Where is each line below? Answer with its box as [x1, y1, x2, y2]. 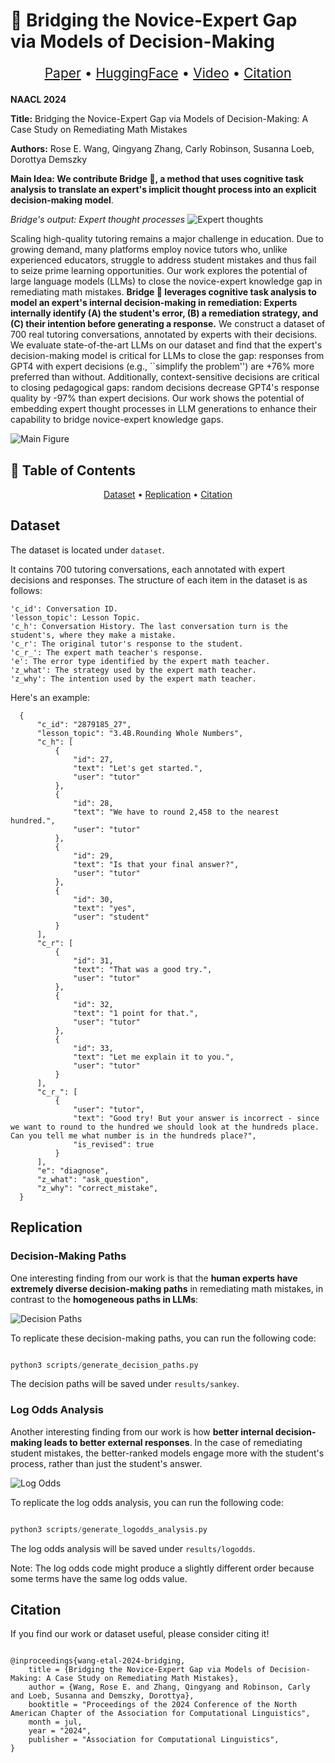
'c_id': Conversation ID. [10, 604, 118, 614]
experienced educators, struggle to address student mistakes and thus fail [10, 254, 317, 266]
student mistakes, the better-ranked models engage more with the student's [10, 1447, 325, 1459]
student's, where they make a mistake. [10, 630, 177, 640]
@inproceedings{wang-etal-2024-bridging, [10, 1656, 186, 1666]
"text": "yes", [73, 903, 137, 913]
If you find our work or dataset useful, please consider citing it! [10, 1628, 270, 1640]
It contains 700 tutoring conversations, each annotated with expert [10, 563, 285, 575]
